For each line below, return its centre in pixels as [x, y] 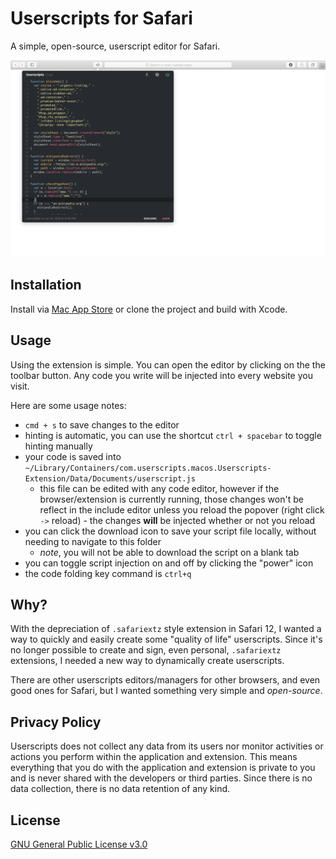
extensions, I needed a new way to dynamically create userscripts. [147, 661]
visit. [20, 386]
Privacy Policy [56, 722]
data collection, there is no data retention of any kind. [120, 789]
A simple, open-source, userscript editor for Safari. [115, 46]
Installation [46, 285]
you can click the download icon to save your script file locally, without [170, 531]
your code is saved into [73, 456]
